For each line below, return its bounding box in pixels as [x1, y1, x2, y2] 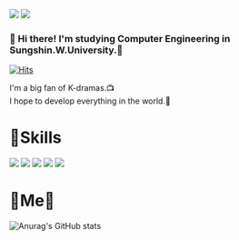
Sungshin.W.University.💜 [9, 44, 124, 56]
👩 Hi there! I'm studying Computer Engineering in [9, 32, 231, 45]
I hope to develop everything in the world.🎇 [9, 95, 171, 106]
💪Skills [9, 127, 62, 148]
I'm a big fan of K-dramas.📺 [9, 83, 115, 94]
